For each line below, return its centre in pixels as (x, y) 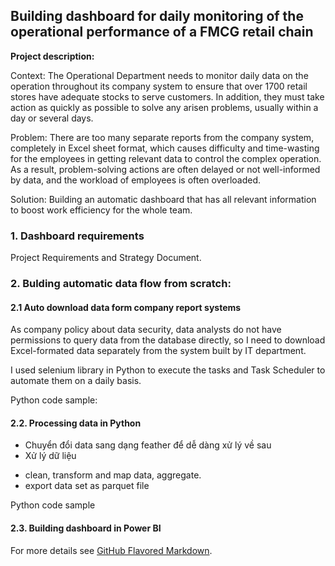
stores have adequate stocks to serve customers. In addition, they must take (167, 96)
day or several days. (52, 118)
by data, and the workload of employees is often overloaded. (136, 180)
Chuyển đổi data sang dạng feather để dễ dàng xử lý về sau (148, 445)
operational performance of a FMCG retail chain (162, 32)
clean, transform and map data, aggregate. (113, 475)
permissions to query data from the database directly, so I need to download (168, 340)
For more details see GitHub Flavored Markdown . (111, 550)
